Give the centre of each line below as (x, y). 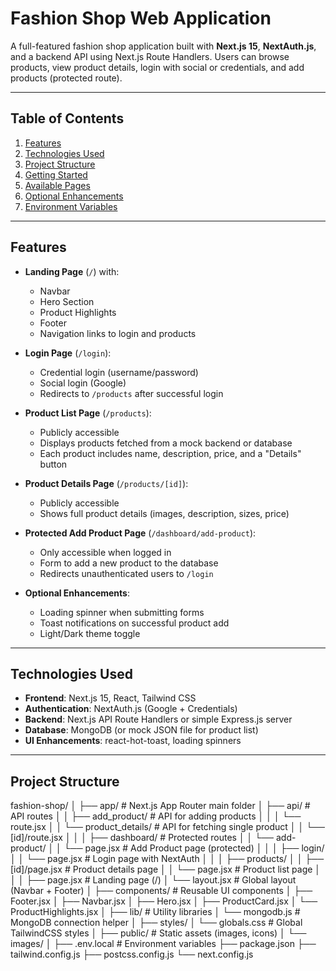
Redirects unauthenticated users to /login (126, 573)
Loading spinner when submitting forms (122, 612)
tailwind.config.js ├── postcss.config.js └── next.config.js (132, 954)
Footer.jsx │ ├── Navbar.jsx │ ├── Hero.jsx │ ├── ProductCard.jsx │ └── (164, 901)
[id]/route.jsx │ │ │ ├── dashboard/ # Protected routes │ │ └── (142, 838)
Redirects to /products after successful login (131, 393)
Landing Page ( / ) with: (72, 271)
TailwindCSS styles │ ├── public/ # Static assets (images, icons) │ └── (158, 933)
